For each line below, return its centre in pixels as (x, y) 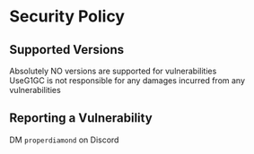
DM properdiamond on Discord (64, 140)
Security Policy (67, 17)
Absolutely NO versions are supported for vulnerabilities (113, 71)
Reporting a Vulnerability (81, 118)
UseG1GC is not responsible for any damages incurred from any (127, 81)
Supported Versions (66, 50)
